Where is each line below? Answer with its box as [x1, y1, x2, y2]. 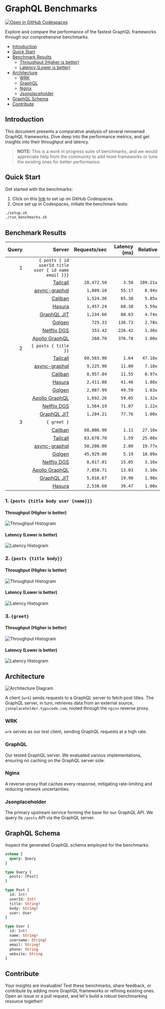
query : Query [9, 856, 36, 861]
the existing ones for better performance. [17, 158, 101, 165]
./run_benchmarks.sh [5, 215, 48, 220]
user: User [9, 911, 32, 916]
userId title [38, 263, 69, 268]
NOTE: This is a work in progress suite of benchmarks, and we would [17, 148, 158, 154]
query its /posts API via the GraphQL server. [5, 815, 95, 821]
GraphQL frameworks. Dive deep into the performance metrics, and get [5, 133, 150, 139]
